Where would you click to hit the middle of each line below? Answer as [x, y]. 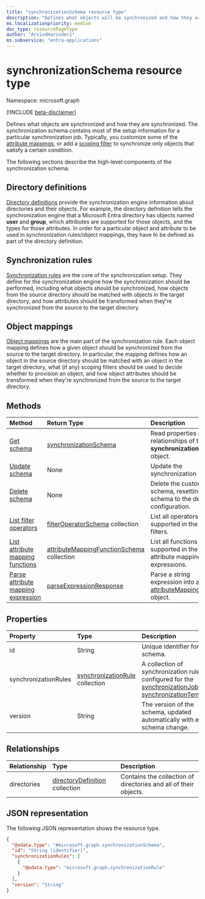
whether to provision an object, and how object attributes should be [92, 374]
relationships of [173, 441]
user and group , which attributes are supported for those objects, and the [99, 222]
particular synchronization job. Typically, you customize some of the [92, 137]
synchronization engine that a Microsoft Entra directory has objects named [100, 215]
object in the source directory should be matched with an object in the [95, 361]
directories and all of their [157, 784]
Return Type [65, 423]
